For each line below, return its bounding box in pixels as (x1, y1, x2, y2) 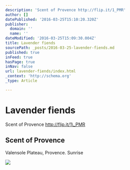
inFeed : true (5, 54, 33, 60)
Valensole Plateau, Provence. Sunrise (5, 149, 84, 155)
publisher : (5, 21, 28, 27)
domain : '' (10, 26, 33, 31)
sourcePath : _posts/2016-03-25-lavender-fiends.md (5, 45, 115, 50)
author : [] (5, 12, 28, 17)
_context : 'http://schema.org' (5, 74, 72, 79)
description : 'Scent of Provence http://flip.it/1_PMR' (5, 7, 126, 13)
